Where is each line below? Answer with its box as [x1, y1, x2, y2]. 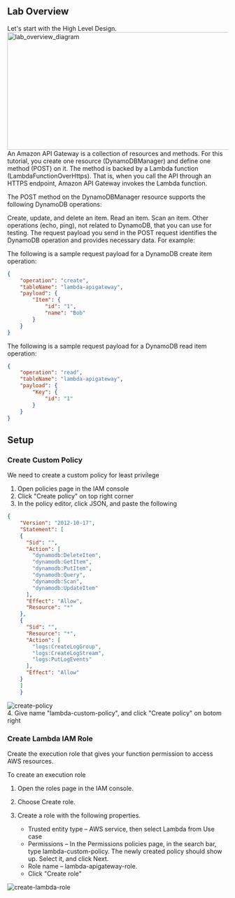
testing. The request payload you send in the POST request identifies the [7, 228, 218, 237]
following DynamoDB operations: [7, 199, 103, 209]
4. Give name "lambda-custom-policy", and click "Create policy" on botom [7, 708, 222, 717]
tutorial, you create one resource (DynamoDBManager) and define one [7, 157, 211, 165]
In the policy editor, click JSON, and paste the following [17, 500, 177, 508]
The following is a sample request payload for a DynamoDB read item [7, 342, 208, 350]
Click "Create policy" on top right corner [17, 492, 134, 500]
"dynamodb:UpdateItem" [32, 584, 99, 591]
